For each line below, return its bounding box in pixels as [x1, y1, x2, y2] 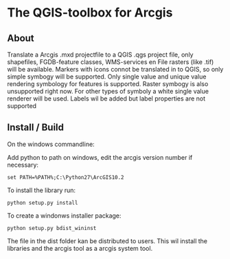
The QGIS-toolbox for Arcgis [7, 5, 173, 21]
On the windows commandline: [7, 140, 95, 148]
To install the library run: [7, 186, 76, 194]
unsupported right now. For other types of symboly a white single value [7, 87, 209, 95]
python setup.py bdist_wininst [7, 225, 97, 231]
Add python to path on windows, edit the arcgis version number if [7, 153, 193, 161]
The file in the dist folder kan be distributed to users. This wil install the [7, 236, 208, 245]
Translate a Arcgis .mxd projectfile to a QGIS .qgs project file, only [7, 50, 194, 59]
